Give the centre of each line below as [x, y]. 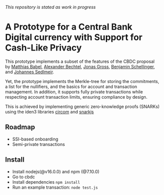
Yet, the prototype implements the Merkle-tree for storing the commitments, [82, 81]
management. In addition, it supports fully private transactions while [74, 92]
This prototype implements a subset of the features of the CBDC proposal [80, 61]
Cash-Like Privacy [44, 48]
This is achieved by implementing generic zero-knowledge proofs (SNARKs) [82, 106]
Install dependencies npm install [46, 182]
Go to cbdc [24, 177]
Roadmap [20, 127]
